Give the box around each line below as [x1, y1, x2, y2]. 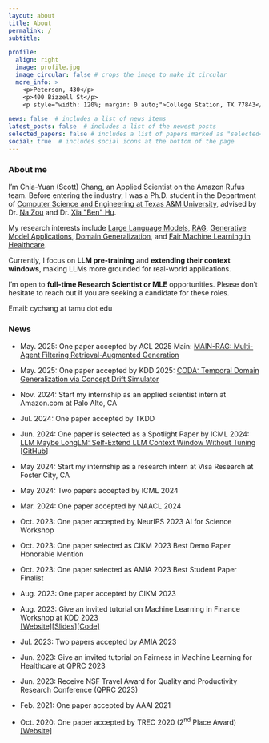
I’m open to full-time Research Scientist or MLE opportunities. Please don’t [8, 279, 258, 289]
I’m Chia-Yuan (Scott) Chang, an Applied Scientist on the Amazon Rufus [8, 182, 246, 192]
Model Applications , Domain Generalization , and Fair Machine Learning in [8, 231, 251, 241]
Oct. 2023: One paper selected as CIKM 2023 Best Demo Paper [19, 541, 231, 551]
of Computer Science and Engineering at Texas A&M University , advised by [8, 199, 257, 209]
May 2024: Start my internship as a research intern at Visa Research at [19, 462, 254, 472]
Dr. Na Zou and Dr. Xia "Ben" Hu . [8, 207, 117, 217]
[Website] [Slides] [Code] [19, 621, 100, 631]
